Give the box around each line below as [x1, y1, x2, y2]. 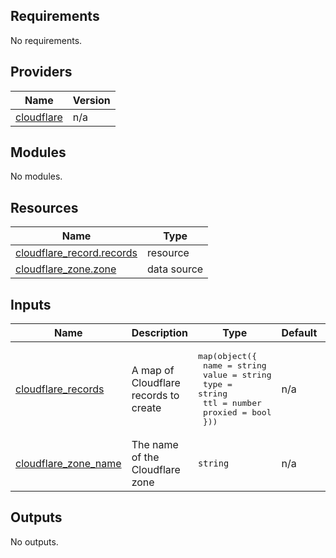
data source [147, 262, 204, 276]
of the [131, 450, 160, 464]
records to [131, 389, 180, 403]
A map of [131, 364, 175, 378]
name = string [202, 360, 267, 371]
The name [131, 438, 179, 452]
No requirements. [10, 34, 83, 46]
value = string [202, 370, 272, 381]
